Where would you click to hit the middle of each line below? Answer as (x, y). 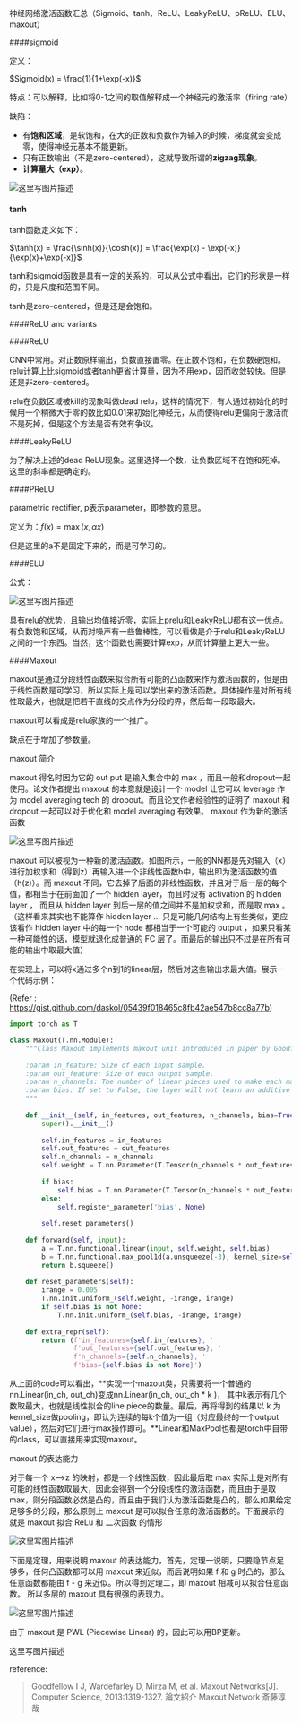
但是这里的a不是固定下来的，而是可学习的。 (90, 546)
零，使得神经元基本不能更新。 (77, 146)
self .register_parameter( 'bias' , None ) (131, 1207)
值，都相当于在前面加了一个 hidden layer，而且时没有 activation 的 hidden (146, 894)
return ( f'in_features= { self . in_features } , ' (128, 1340)
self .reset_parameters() (88, 1224)
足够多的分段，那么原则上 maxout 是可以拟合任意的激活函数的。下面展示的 (147, 1511)
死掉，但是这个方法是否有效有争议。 (91, 424)
